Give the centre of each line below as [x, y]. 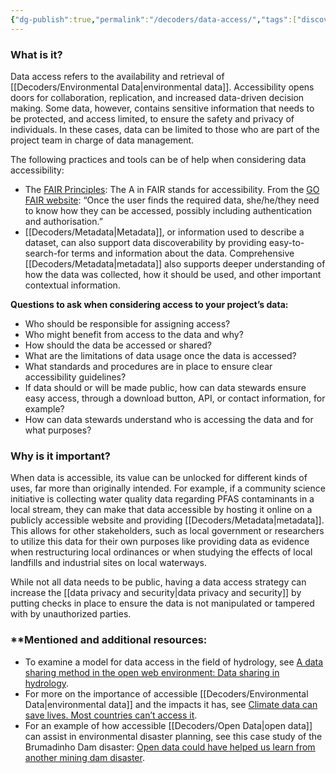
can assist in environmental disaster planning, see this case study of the [173, 736]
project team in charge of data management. [102, 140]
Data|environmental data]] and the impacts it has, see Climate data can [171, 704]
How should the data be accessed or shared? [118, 345]
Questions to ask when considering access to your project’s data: [149, 304]
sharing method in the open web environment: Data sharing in [152, 672]
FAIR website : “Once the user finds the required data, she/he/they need [172, 200]
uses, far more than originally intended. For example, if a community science [168, 488]
